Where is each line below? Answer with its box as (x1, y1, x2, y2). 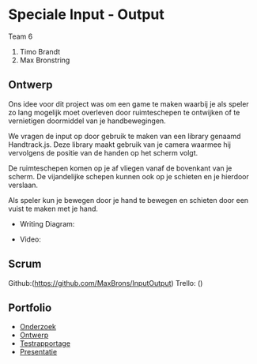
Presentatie (19, 347, 58, 357)
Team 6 (8, 32, 33, 41)
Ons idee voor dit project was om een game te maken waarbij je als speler (8, 99, 249, 108)
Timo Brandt (19, 47, 61, 56)
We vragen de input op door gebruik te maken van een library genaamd (8, 131, 241, 141)
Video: (19, 235, 42, 244)
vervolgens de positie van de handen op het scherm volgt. (8, 148, 198, 157)
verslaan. (8, 180, 38, 190)
